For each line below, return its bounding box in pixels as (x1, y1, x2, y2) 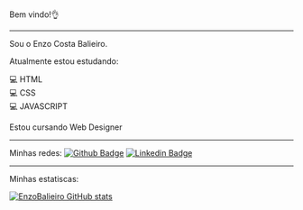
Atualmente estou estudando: (9, 56, 119, 67)
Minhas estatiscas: (9, 174, 79, 184)
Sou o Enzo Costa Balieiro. (9, 39, 108, 49)
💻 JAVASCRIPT (9, 101, 69, 112)
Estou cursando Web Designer (9, 122, 123, 132)
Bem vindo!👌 (9, 9, 60, 20)
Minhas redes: (9, 148, 63, 158)
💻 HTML (9, 74, 43, 85)
